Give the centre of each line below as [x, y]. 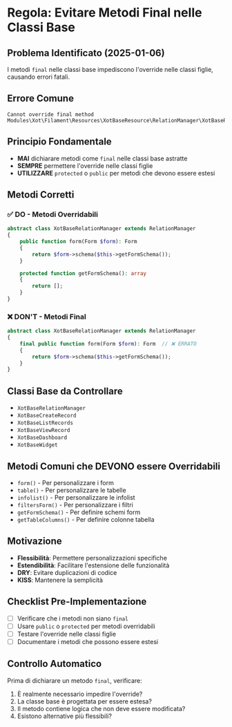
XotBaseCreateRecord [47, 416]
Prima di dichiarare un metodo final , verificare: [75, 680]
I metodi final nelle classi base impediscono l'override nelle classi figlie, [110, 69]
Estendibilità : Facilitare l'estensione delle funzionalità [93, 565]
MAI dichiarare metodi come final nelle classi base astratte [102, 158]
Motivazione [35, 541]
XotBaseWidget [37, 445]
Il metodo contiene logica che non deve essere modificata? [101, 708]
